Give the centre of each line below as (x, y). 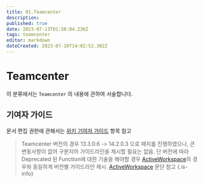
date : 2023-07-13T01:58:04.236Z (47, 29)
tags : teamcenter (28, 35)
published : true (27, 23)
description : (23, 18)
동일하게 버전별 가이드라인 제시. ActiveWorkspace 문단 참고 (104, 167)
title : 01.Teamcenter (34, 12)
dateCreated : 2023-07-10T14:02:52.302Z (57, 46)
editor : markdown (28, 40)
